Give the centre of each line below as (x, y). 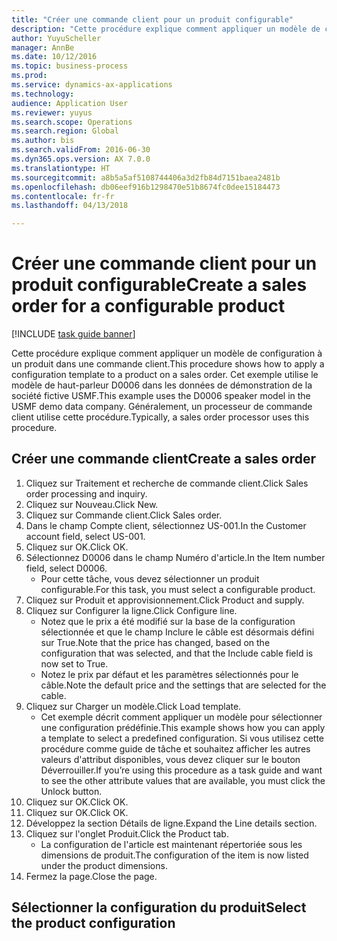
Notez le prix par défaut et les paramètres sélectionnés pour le (169, 674)
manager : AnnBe (43, 47)
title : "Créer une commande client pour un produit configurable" (152, 19)
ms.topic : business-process (70, 66)
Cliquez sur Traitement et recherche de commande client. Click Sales (167, 483)
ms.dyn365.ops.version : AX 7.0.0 (81, 159)
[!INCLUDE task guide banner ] (73, 334)
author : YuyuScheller (56, 38)
